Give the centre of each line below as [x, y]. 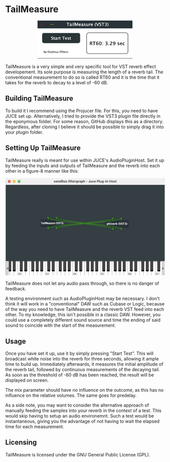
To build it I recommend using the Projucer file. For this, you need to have [82, 111]
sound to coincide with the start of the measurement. [61, 325]
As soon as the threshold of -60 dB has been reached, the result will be [80, 375]
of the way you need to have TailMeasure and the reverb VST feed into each [85, 310]
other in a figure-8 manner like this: [42, 171]
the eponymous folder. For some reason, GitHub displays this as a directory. [84, 121]
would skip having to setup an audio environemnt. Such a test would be [80, 416]
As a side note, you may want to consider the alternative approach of [77, 405]
